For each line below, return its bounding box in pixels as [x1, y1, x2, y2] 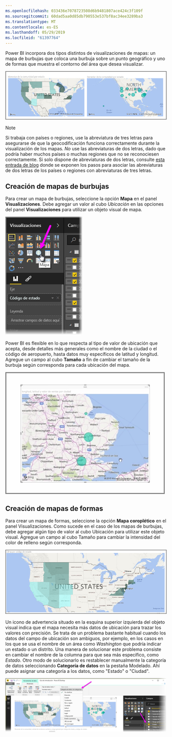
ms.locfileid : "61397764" [5, 35, 60, 41]
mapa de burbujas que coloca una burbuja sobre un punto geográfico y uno [5, 55, 165, 62]
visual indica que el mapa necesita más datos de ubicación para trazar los [5, 624, 161, 630]
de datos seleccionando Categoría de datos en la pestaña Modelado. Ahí [5, 662, 160, 669]
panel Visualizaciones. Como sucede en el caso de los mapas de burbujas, [5, 523, 163, 529]
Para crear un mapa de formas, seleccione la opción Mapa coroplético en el [5, 518, 166, 524]
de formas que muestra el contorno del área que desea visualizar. [5, 61, 144, 67]
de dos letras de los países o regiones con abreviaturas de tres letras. [5, 167, 153, 173]
